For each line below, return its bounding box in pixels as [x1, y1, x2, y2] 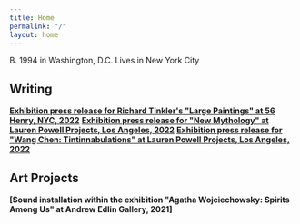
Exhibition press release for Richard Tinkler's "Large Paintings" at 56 [9, 105, 275, 116]
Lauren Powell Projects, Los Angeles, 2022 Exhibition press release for [9, 124, 283, 136]
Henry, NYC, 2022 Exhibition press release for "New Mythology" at [9, 115, 270, 126]
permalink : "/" [9, 22, 67, 31]
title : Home [9, 13, 55, 23]
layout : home [9, 30, 59, 39]
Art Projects [9, 170, 79, 186]
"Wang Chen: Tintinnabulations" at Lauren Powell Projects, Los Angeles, [9, 134, 291, 145]
